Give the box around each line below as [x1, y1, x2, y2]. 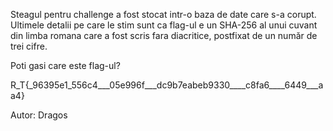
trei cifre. [10, 40, 48, 52]
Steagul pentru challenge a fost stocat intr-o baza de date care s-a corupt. [10, 9, 317, 20]
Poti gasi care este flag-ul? [10, 60, 121, 71]
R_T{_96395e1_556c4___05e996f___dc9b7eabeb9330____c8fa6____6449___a [10, 79, 324, 91]
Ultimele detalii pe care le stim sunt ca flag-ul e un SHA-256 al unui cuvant [10, 19, 318, 31]
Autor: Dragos [10, 109, 68, 121]
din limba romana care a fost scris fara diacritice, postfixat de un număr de [10, 30, 318, 41]
